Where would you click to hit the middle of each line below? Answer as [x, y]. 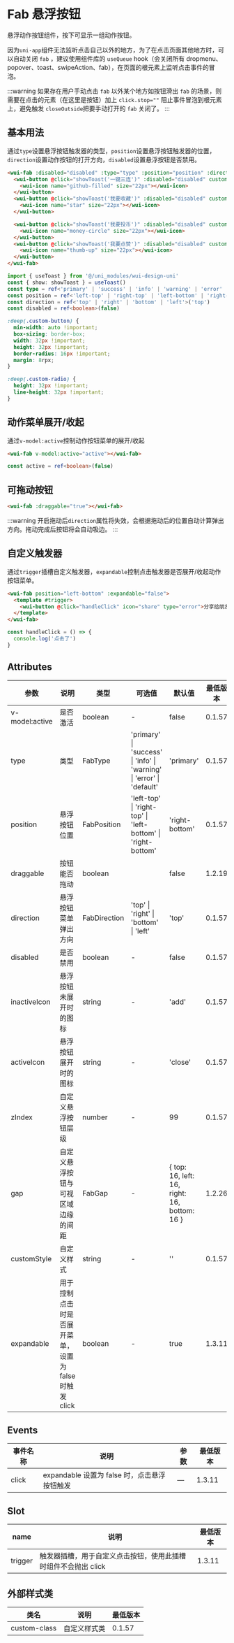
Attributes [30, 667]
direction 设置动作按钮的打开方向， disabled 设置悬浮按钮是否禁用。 [104, 159]
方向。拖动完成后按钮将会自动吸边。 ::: [63, 529]
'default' [145, 787]
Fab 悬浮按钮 [44, 14]
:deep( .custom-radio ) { [42, 379]
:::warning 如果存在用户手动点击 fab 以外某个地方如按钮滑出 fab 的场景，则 [115, 91]
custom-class [34, 1628]
